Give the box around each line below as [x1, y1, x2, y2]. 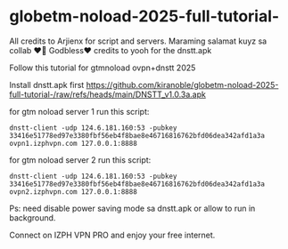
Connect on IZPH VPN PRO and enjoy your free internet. [9, 229, 216, 240]
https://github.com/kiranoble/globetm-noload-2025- [86, 79, 279, 90]
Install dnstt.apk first [9, 79, 85, 90]
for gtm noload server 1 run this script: [9, 106, 150, 116]
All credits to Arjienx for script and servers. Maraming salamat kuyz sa [9, 36, 267, 46]
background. [9, 212, 56, 223]
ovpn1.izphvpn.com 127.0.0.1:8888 [9, 139, 138, 148]
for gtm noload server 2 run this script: [9, 154, 152, 165]
